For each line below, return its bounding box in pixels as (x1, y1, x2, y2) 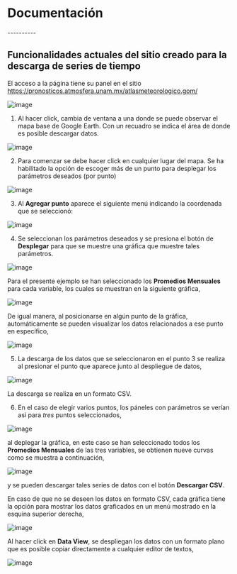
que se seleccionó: (17, 206, 73, 215)
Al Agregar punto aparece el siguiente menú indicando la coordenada (17, 199, 222, 207)
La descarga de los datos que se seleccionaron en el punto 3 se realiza (17, 354, 225, 363)
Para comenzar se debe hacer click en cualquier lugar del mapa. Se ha (17, 156, 224, 165)
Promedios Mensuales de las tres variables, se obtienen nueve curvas (7, 446, 214, 454)
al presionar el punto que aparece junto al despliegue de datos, (17, 362, 202, 370)
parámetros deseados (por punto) (17, 172, 117, 180)
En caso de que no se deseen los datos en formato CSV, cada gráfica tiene (7, 495, 226, 503)
